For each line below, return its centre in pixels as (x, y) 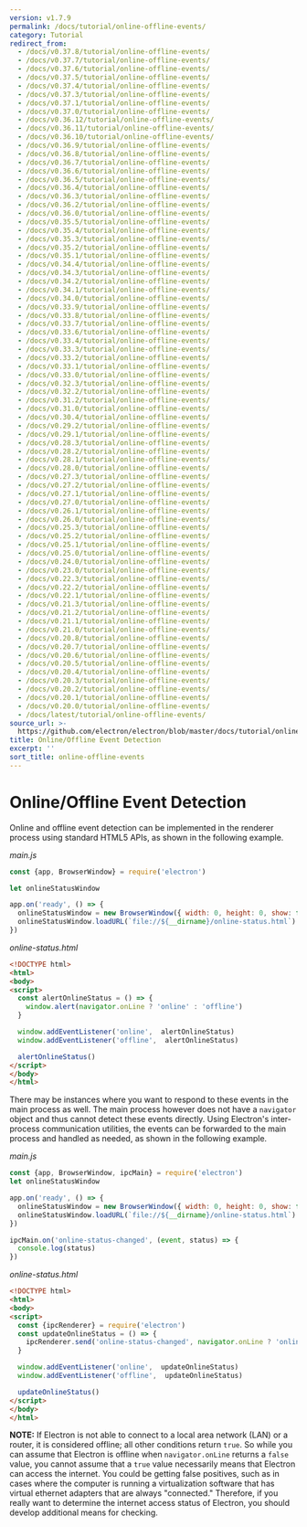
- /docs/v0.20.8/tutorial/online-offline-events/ (114, 638)
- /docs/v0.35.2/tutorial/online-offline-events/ (114, 248)
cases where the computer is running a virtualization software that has (142, 1484)
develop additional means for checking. (84, 1512)
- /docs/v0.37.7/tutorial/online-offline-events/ (114, 60)
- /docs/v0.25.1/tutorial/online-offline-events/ (114, 545)
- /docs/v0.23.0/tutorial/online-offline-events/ (114, 570)
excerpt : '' (32, 749)
